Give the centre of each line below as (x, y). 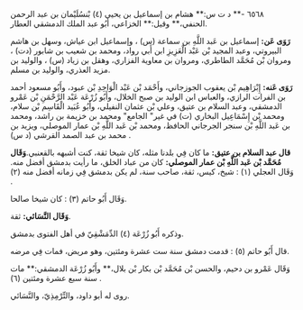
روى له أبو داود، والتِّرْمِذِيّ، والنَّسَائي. (70, 296)
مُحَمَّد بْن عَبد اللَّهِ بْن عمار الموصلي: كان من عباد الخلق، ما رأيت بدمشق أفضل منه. (146, 162)
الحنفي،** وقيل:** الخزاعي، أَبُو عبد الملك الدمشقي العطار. (109, 23)
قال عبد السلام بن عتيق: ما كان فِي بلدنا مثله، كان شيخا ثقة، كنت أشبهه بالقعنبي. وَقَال (151, 152)
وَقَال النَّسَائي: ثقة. (41, 216)
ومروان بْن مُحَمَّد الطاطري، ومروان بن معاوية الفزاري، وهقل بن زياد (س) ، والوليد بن (151, 60)
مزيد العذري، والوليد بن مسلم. (60, 69)
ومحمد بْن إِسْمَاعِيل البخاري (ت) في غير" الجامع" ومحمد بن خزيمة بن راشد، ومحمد (147, 116)
